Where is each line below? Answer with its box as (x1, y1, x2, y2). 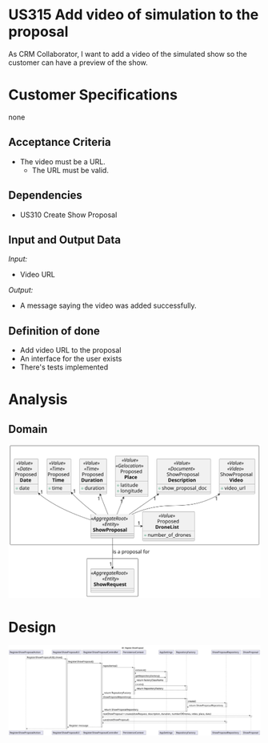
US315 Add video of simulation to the (8, 6, 259, 24)
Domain (8, 422, 48, 436)
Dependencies (8, 188, 82, 202)
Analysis (8, 390, 68, 409)
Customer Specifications (8, 86, 178, 104)
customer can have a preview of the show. (8, 58, 148, 67)
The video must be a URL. (19, 156, 106, 166)
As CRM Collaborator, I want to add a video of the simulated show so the (8, 49, 248, 59)
